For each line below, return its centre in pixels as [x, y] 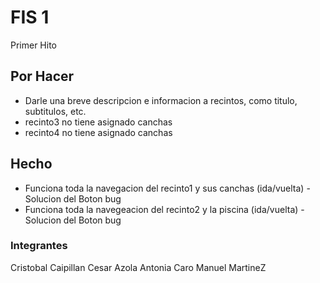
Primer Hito [34, 45]
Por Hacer [42, 76]
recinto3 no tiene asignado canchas [98, 122]
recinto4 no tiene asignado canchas [98, 132]
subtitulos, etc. [55, 111]
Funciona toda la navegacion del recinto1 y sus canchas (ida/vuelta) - [167, 188]
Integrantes [39, 246]
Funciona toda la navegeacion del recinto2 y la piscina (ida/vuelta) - [164, 209]
